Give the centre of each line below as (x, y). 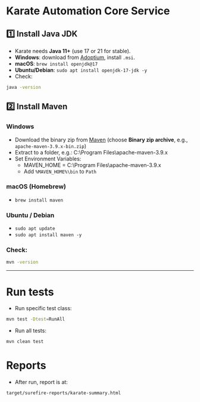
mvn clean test (25, 342)
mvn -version (22, 262)
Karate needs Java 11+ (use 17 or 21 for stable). (73, 51)
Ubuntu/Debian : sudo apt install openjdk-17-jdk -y (81, 70)
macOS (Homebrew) (36, 187)
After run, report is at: (41, 382)
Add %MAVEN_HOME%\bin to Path (60, 171)
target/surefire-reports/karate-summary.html (63, 393)
